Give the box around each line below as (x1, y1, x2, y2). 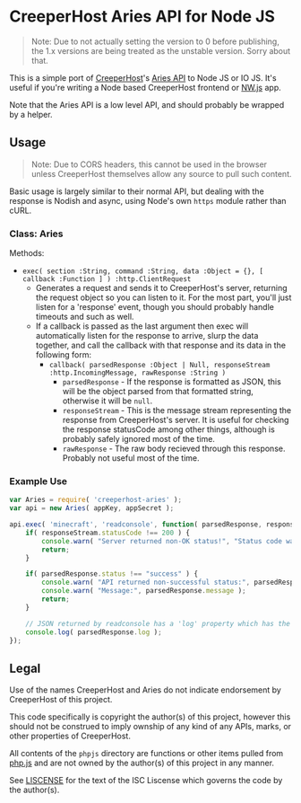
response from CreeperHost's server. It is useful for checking (62, 415, 289, 426)
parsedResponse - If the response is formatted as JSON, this (62, 376, 282, 387)
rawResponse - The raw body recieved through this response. (62, 443, 286, 454)
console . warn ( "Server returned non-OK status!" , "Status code (41, 536, 282, 545)
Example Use (9, 474, 68, 487)
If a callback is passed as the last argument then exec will (35, 321, 249, 331)
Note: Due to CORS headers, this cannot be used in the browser (30, 159, 267, 170)
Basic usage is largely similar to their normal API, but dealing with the (9, 186, 264, 197)
